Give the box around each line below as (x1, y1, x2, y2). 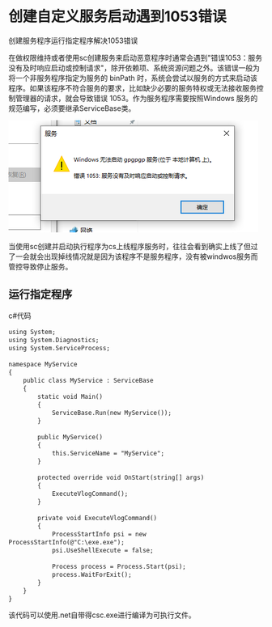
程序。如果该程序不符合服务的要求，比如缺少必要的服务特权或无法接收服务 (8, 83, 257, 93)
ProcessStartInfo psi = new (51, 530, 147, 538)
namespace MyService (8, 360, 79, 368)
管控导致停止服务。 (8, 261, 73, 271)
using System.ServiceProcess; (8, 344, 111, 352)
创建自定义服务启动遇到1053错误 (8, 7, 227, 26)
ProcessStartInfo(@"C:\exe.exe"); (8, 538, 125, 546)
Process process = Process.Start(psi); (51, 562, 186, 570)
